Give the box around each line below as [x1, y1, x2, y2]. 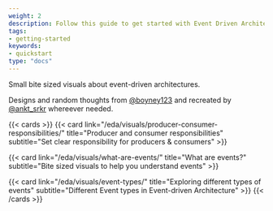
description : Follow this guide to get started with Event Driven [8, 19, 238, 28]
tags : [8, 27, 27, 35]
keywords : [8, 42, 42, 50]
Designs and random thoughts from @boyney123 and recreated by [8, 95, 232, 105]
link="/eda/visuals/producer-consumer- [84, 119, 218, 129]
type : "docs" [8, 58, 53, 66]
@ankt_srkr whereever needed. [8, 103, 114, 114]
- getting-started [8, 34, 71, 43]
